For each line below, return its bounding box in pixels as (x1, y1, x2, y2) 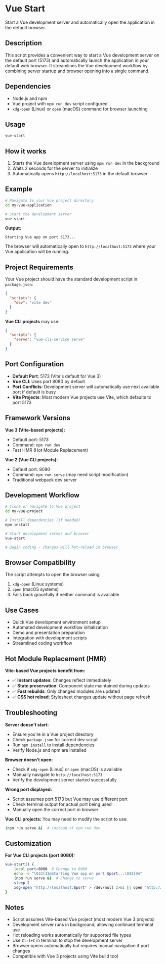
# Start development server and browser (5, 531, 90, 536)
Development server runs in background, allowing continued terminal (12, 921, 153, 928)
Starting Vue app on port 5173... (5, 235, 77, 240)
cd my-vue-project (5, 509, 43, 514)
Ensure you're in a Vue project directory (12, 731, 94, 737)
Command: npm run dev (12, 441, 61, 448)
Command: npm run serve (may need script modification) (12, 471, 128, 478)
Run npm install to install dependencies (12, 742, 95, 748)
